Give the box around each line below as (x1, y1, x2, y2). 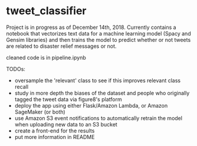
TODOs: (6, 65, 25, 72)
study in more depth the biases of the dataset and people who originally (14, 89, 190, 96)
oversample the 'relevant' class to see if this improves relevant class (14, 77, 181, 84)
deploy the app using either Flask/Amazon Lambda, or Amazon (14, 102, 168, 109)
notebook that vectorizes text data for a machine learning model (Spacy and (6, 30, 191, 37)
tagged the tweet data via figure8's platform (14, 96, 122, 103)
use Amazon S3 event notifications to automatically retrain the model (14, 114, 183, 122)
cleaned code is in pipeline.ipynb (6, 54, 87, 61)
